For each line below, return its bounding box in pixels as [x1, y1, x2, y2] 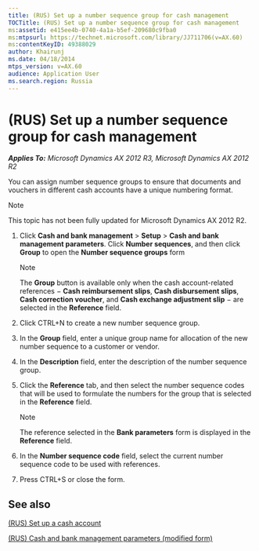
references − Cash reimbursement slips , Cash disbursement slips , [19, 286, 239, 296]
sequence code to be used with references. [19, 460, 160, 469]
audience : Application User [8, 70, 100, 78]
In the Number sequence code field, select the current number [19, 451, 224, 461]
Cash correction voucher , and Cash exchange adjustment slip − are [19, 295, 244, 305]
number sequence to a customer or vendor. [19, 342, 160, 352]
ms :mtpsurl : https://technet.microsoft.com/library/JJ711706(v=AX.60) [8, 33, 243, 42]
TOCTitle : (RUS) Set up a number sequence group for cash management [8, 19, 240, 27]
